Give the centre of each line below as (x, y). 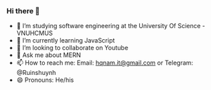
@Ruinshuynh (36, 73)
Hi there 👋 (23, 11)
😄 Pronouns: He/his (45, 80)
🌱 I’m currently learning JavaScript (66, 41)
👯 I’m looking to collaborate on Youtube (72, 48)
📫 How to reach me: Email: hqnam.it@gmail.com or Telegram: (105, 63)
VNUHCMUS (34, 33)
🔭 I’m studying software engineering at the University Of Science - (111, 26)
